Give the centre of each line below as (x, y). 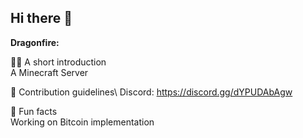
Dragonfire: (35, 42)
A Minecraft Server (49, 72)
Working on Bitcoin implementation (82, 122)
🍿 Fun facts (34, 111)
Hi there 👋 (41, 18)
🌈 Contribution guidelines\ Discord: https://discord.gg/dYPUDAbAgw (151, 92)
